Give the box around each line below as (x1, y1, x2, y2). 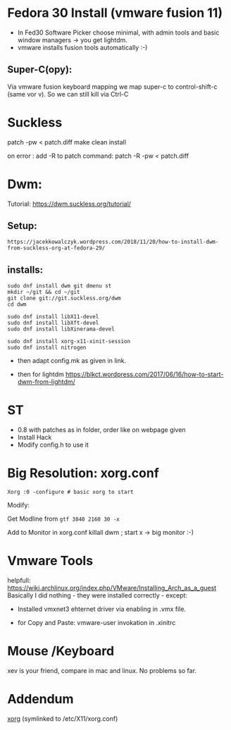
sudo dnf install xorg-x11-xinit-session (7, 338, 131, 345)
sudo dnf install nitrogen (7, 344, 87, 352)
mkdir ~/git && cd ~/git (7, 289, 80, 296)
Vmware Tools (7, 553, 94, 569)
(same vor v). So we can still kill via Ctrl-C (7, 89, 129, 98)
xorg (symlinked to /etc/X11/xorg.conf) (7, 714, 118, 723)
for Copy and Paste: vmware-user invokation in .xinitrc (17, 619, 176, 627)
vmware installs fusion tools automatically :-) (17, 43, 148, 51)
